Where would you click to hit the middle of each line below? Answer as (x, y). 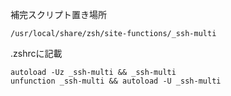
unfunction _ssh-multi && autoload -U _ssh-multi (116, 81)
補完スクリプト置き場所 (58, 14)
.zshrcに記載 (36, 53)
